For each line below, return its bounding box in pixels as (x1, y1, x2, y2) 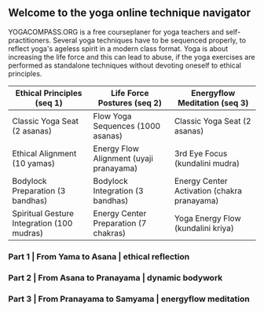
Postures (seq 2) (97, 97, 163, 108)
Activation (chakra (174, 185, 242, 196)
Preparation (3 (12, 185, 66, 196)
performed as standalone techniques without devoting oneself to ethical (8, 61, 242, 70)
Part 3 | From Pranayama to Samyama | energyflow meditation (8, 293, 250, 304)
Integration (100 (12, 218, 73, 229)
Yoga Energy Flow (174, 212, 241, 223)
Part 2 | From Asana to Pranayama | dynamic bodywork (8, 272, 223, 283)
